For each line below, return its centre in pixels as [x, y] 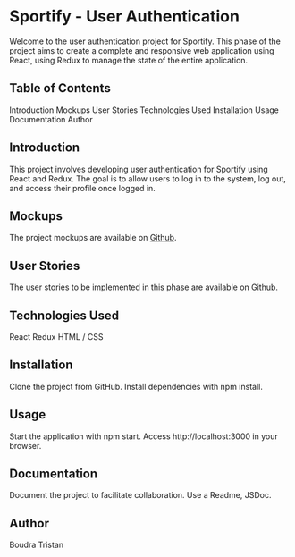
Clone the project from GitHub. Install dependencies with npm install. [136, 386]
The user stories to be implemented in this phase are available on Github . [144, 287]
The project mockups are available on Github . [93, 238]
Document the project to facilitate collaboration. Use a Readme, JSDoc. [140, 495]
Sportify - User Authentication [124, 17]
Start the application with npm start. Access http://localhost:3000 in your [144, 436]
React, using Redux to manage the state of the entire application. [129, 60]
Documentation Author [51, 119]
